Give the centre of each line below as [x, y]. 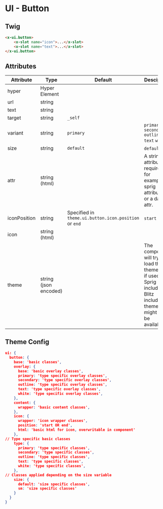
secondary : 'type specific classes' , [56, 453]
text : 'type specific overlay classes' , [59, 389]
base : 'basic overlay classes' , [50, 371]
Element [50, 94]
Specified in [81, 213]
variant [15, 133]
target [14, 118]
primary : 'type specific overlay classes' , [63, 376]
